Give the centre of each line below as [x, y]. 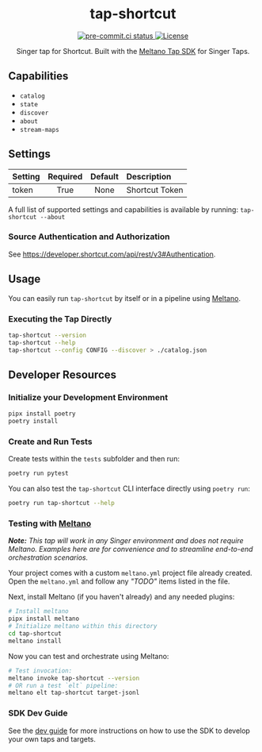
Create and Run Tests [50, 442]
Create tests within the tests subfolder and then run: [94, 459]
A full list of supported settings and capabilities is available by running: [123, 209]
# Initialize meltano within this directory [83, 627]
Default [104, 176]
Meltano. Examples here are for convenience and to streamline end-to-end [131, 550]
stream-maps [39, 129]
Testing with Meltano [50, 523]
